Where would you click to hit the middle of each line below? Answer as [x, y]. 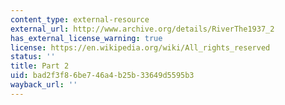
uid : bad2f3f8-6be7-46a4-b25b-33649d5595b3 [102, 76]
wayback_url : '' [44, 85]
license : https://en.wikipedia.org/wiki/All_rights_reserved [140, 47]
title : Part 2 [40, 66]
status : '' [33, 57]
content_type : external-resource [80, 19]
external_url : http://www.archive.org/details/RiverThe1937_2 [142, 29]
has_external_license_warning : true [86, 38]
